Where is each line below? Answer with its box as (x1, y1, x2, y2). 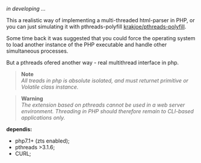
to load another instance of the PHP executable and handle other (6, 41, 167, 48)
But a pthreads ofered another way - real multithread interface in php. (6, 59, 179, 66)
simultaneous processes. (6, 47, 69, 55)
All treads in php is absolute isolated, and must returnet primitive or (20, 77, 188, 84)
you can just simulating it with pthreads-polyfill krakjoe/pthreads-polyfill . (6, 23, 187, 30)
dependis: (6, 126, 32, 132)
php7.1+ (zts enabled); (14, 137, 70, 144)
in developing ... (6, 5, 46, 12)
